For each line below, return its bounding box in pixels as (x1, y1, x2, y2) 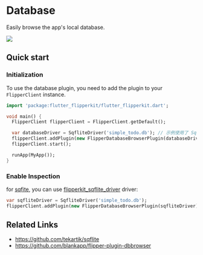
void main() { (6, 113, 42, 120)
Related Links (6, 220, 59, 230)
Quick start (6, 53, 50, 63)
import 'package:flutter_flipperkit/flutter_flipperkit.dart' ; (6, 102, 169, 109)
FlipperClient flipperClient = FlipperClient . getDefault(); (11, 119, 166, 125)
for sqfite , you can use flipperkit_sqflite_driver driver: (6, 186, 138, 193)
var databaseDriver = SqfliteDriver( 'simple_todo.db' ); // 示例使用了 (11, 130, 188, 136)
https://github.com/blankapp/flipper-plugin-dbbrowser (14, 242, 152, 250)
